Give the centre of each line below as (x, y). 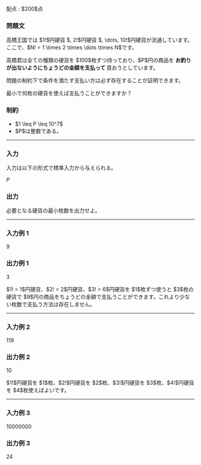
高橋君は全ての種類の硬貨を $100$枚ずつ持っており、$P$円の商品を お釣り (99, 60)
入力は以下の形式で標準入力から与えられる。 (61, 167)
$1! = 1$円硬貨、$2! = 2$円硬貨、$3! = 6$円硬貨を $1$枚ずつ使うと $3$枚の (100, 289)
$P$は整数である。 (38, 131)
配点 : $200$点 (25, 9)
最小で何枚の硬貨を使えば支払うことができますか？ (69, 93)
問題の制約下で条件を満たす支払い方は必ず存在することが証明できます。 (95, 80)
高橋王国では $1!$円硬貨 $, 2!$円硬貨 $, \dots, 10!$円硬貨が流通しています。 (100, 40)
